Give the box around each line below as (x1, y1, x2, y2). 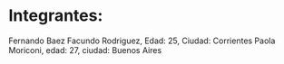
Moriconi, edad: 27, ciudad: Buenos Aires (8, 44, 162, 55)
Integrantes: (8, 5, 103, 26)
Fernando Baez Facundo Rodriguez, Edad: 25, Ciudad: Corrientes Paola (8, 35, 276, 46)
